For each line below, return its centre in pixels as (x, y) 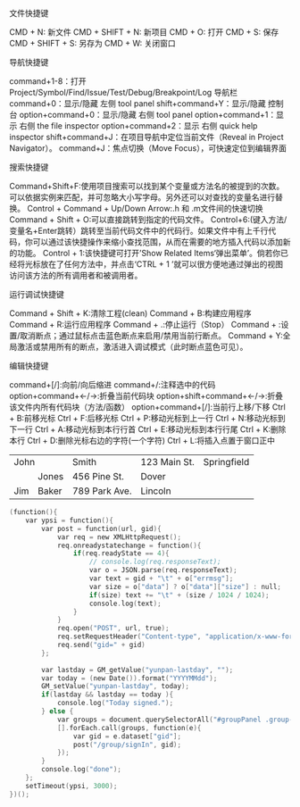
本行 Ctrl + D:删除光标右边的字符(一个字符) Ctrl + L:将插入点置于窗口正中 (142, 441)
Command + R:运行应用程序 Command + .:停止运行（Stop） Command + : (145, 324)
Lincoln (156, 491)
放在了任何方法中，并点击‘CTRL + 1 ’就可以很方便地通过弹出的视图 (162, 264)
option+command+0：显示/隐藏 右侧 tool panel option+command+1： (148, 115)
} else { (58, 711)
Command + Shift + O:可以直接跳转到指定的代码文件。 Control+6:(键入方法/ (148, 220)
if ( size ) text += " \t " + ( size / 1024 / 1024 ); (179, 595)
